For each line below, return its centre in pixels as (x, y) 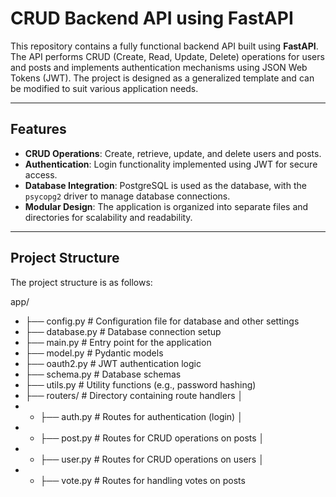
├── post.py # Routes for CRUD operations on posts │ (152, 438)
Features (38, 129)
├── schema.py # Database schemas (103, 374)
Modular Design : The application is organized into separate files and (166, 206)
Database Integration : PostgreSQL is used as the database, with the (165, 185)
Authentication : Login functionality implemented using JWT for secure (171, 164)
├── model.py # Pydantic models (94, 353)
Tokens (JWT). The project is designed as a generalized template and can (162, 78)
